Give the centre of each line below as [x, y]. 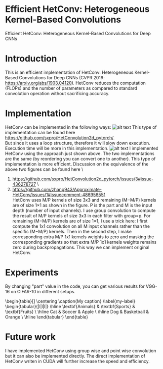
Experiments [32, 272]
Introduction [31, 59]
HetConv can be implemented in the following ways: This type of [81, 127]
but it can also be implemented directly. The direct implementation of [75, 356]
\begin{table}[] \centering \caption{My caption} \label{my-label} [70, 301]
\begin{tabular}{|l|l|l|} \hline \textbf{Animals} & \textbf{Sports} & [70, 306]
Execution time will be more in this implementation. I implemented [82, 148]
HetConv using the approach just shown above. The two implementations [80, 153]
